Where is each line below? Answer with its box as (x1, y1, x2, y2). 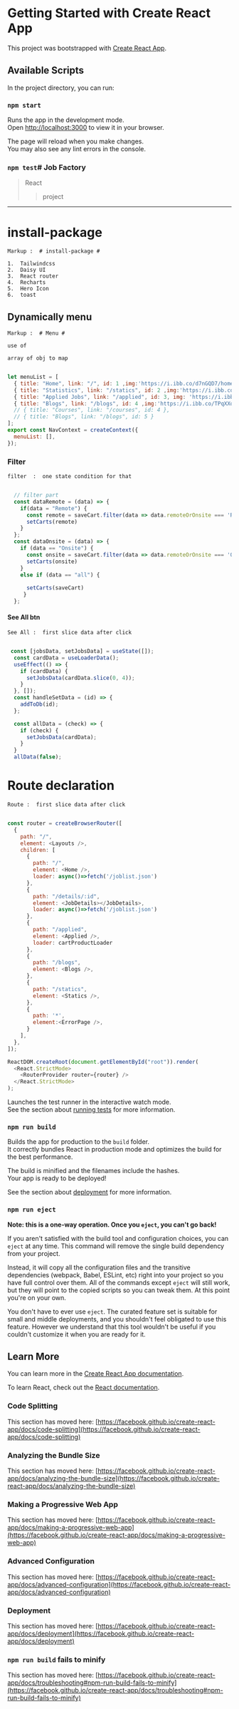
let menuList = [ (7, 373, 59, 381)
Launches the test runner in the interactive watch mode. (7, 1097, 172, 1107)
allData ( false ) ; (14, 754, 62, 761)
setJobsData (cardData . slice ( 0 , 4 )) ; (26, 674, 135, 681)
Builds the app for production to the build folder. (7, 1137, 150, 1146)
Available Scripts (7, 64, 84, 76)
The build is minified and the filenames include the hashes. (7, 1167, 180, 1175)
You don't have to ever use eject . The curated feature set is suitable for (7, 1307, 218, 1316)
